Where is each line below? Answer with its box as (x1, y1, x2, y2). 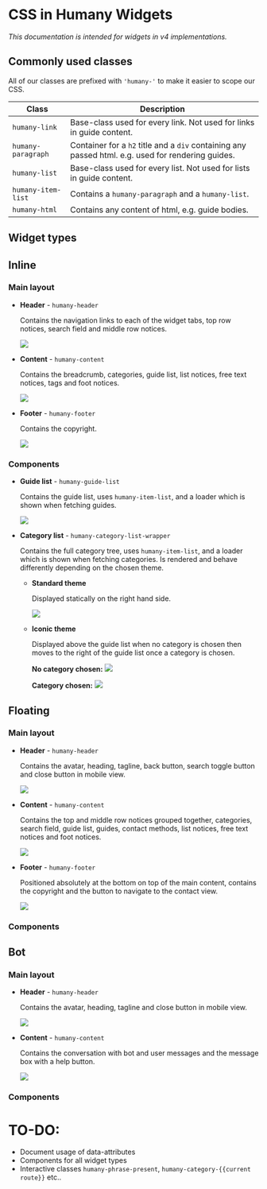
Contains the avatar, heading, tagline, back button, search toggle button (19, 761, 256, 770)
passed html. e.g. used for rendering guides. (70, 149, 235, 161)
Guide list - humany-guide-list (19, 477, 120, 486)
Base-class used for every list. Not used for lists (70, 162, 250, 173)
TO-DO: (8, 1121, 60, 1139)
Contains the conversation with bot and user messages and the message (19, 1048, 259, 1058)
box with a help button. (19, 1057, 95, 1067)
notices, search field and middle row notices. (19, 323, 168, 333)
